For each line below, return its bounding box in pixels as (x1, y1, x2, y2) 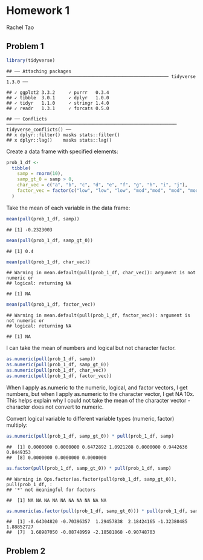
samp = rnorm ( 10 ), (17, 171, 63, 177)
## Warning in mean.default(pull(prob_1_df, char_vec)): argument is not (6, 270, 196, 276)
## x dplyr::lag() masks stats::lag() (6, 137, 112, 143)
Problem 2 (6, 545, 46, 556)
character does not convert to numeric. (6, 403, 104, 410)
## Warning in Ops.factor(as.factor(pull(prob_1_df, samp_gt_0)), (6, 476, 177, 482)
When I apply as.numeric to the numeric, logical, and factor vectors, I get (6, 384, 188, 391)
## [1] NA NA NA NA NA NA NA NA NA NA (6, 497, 107, 503)
